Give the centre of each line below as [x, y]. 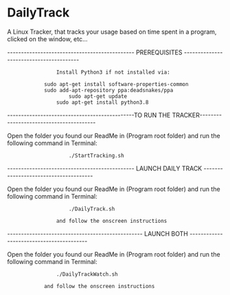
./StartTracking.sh [96, 155]
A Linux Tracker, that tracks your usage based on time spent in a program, [112, 32]
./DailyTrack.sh [92, 209]
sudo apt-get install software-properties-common [116, 84]
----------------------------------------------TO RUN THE [89, 115]
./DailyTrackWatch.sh [87, 274]
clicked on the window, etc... [47, 39]
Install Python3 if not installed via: [113, 72]
